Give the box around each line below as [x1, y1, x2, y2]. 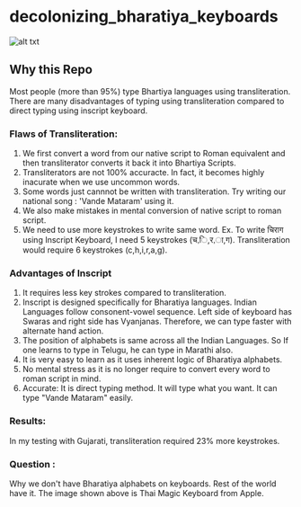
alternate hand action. [22, 325, 104, 336]
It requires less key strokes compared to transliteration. [22, 288, 227, 298]
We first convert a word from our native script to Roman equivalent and [22, 148, 286, 159]
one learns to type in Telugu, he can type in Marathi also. [22, 344, 234, 356]
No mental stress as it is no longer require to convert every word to [22, 364, 271, 375]
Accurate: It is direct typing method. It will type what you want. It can [22, 383, 278, 394]
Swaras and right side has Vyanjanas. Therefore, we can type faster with [22, 316, 292, 327]
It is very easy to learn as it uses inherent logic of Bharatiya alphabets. [22, 354, 283, 365]
